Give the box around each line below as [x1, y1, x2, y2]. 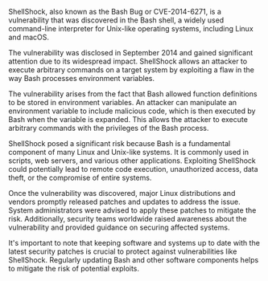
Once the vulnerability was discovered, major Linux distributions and [8, 189, 236, 198]
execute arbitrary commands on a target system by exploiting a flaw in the [8, 65, 255, 75]
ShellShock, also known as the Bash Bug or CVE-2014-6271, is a [8, 7, 221, 16]
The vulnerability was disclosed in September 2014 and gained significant [8, 48, 254, 57]
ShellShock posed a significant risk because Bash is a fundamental [8, 139, 231, 148]
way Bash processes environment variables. [8, 74, 155, 83]
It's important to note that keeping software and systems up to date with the [8, 238, 260, 247]
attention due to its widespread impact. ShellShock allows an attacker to [8, 56, 248, 66]
